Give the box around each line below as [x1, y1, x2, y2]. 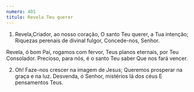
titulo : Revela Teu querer [6, 14, 73, 20]
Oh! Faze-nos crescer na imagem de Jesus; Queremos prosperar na [14, 66, 183, 73]
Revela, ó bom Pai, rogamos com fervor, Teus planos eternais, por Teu [6, 48, 179, 55]
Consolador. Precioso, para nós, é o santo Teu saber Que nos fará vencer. [6, 55, 188, 62]
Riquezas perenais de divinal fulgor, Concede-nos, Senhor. [14, 37, 160, 44]
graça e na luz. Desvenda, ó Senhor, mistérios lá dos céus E [14, 72, 162, 80]
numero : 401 [6, 8, 36, 15]
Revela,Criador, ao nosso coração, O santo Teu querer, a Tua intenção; [14, 30, 189, 37]
